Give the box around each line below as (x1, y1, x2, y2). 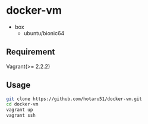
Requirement (6, 47, 55, 57)
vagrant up (6, 107, 33, 113)
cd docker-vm (6, 101, 39, 107)
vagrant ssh (6, 113, 36, 119)
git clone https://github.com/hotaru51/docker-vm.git (6, 96, 143, 102)
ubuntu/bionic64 (23, 29, 65, 36)
